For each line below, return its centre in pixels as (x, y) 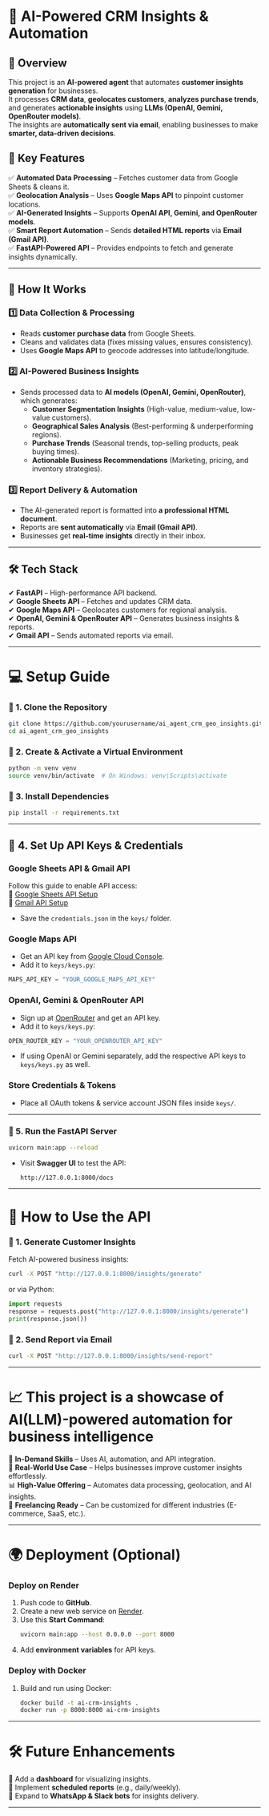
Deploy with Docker (47, 1671)
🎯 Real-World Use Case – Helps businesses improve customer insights (125, 1467)
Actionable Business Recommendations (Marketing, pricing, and (140, 460)
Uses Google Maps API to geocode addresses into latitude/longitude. (134, 350)
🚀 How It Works (47, 290)
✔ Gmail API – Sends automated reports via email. (91, 635)
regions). (46, 434)
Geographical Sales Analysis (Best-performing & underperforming (143, 426)
